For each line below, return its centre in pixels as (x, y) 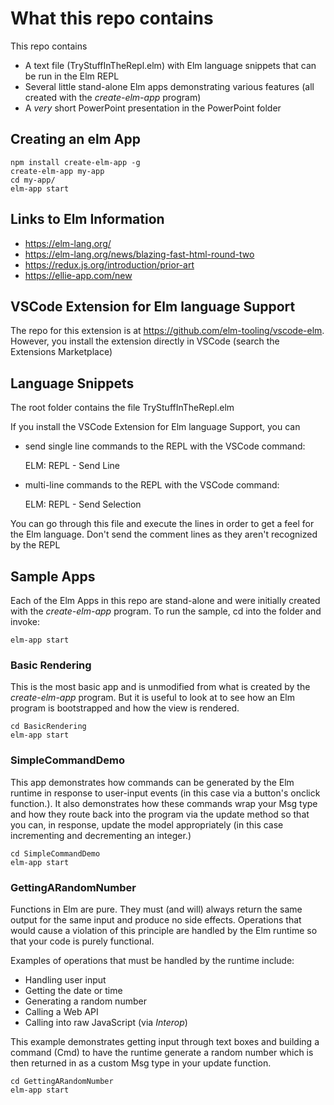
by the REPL (35, 545)
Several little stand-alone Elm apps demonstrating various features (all (169, 86)
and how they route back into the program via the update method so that (160, 814)
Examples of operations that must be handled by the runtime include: (152, 960)
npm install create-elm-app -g (75, 162)
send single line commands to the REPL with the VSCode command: (165, 446)
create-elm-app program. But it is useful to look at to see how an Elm (153, 698)
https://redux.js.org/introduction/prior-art (109, 264)
